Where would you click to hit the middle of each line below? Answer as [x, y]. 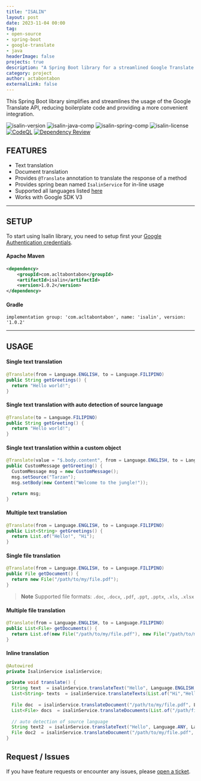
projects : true [25, 62]
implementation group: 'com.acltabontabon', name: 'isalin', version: [96, 317]
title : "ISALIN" [26, 12]
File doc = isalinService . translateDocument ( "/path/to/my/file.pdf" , [101, 705]
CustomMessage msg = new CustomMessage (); [65, 472]
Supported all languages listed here [59, 191]
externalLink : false [32, 85]
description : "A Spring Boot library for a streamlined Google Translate [100, 67]
